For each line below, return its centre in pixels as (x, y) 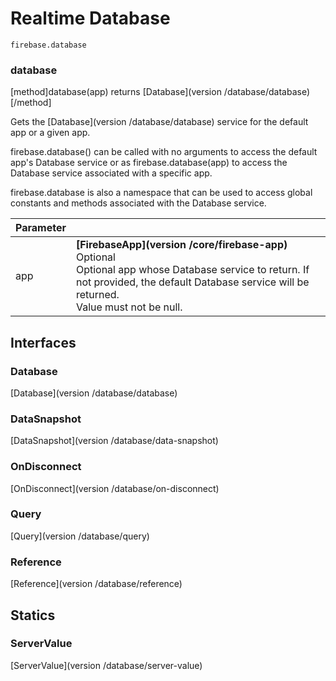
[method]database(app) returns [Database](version (116, 92)
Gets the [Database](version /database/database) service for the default (159, 122)
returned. (97, 295)
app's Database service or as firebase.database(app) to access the (149, 163)
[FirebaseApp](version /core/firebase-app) (181, 245)
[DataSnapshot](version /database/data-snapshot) (114, 441)
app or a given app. (50, 133)
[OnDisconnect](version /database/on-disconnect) (115, 488)
